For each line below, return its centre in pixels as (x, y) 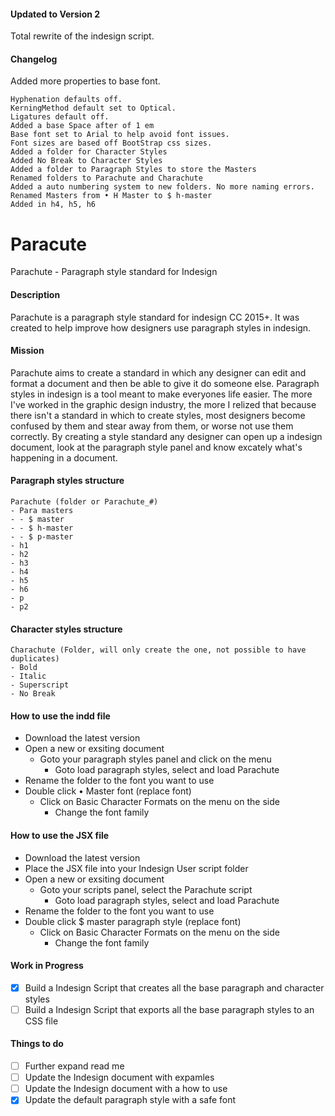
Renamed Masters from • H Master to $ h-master (111, 196)
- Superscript (40, 685)
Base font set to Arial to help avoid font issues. (120, 135)
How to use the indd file (60, 716)
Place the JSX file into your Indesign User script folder (136, 868)
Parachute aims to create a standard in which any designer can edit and (158, 372)
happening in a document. (64, 457)
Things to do (37, 1044)
